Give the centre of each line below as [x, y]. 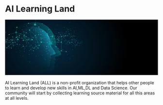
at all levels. [17, 98]
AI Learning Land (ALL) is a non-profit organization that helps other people [80, 82]
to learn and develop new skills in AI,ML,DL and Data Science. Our [71, 88]
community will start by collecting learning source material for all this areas [80, 93]
